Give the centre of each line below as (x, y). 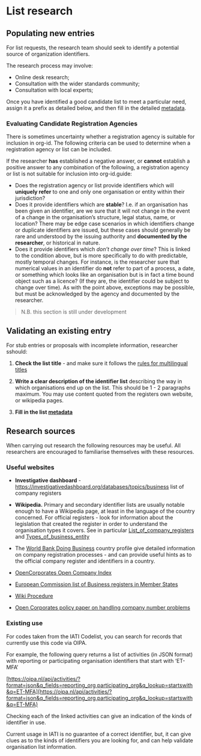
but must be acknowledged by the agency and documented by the (97, 294)
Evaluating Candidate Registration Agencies (72, 123)
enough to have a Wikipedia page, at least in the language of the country (105, 511)
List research (40, 11)
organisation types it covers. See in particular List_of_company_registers (104, 530)
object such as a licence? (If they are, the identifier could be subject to (102, 281)
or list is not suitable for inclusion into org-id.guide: (69, 174)
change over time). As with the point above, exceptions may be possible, (105, 288)
